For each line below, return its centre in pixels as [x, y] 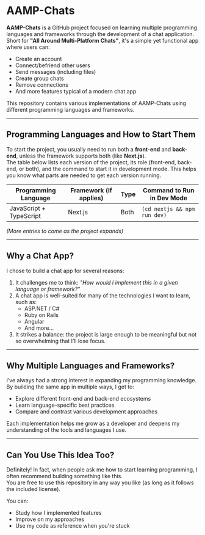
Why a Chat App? [40, 256]
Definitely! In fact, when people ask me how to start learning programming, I [102, 470]
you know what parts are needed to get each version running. [84, 175]
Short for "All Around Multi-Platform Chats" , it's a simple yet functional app [103, 40]
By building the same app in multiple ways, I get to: [70, 387]
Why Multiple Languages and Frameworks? [91, 366]
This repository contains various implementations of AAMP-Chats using [96, 103]
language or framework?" [48, 289]
